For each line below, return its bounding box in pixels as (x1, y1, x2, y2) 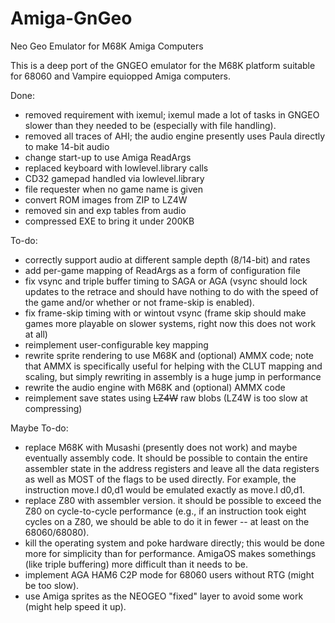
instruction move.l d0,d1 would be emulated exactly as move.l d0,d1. (24, 483, 306, 496)
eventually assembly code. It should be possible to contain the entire (24, 452, 308, 464)
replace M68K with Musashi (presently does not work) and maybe (24, 441, 298, 453)
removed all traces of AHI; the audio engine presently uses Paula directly (24, 130, 326, 142)
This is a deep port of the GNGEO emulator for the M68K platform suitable (10, 59, 316, 71)
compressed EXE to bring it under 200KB (24, 215, 195, 227)
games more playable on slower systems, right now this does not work (24, 317, 317, 329)
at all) (24, 328, 48, 340)
